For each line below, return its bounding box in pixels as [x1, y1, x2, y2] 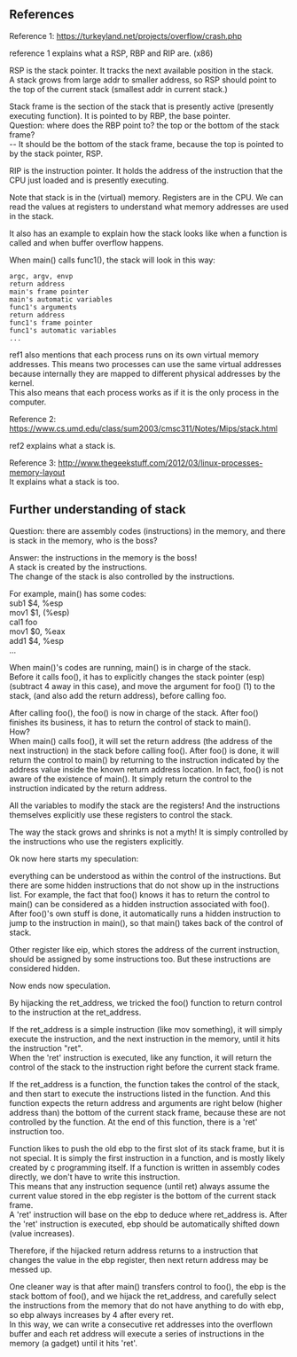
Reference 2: [9, 413, 57, 424]
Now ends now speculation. [9, 980, 111, 991]
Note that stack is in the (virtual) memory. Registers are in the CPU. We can [9, 192, 284, 202]
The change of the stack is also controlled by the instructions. [9, 571, 235, 582]
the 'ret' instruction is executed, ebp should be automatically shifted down [9, 1219, 280, 1229]
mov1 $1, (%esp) [9, 607, 70, 617]
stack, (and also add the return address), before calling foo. [9, 690, 227, 701]
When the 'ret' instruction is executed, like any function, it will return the [9, 1052, 272, 1063]
